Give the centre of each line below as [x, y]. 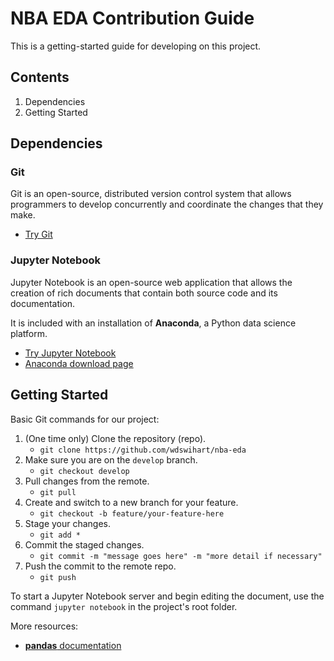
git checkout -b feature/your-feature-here [132, 513]
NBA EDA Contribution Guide [132, 18]
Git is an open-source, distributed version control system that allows [151, 194]
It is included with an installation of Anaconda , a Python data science [153, 323]
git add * [60, 535]
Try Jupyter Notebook [70, 353]
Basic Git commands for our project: [85, 419]
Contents [40, 77]
